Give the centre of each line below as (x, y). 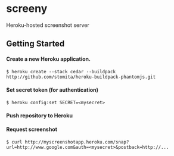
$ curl (14, 142)
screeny (27, 9)
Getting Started (35, 44)
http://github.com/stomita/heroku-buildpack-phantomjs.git (81, 77)
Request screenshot (32, 129)
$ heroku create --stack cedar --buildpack (61, 71)
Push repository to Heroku (40, 116)
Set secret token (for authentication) (52, 90)
